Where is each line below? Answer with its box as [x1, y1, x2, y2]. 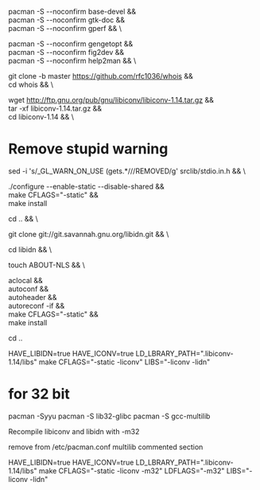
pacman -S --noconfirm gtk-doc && [8, 15, 126, 25]
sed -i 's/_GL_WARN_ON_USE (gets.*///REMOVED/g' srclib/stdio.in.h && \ [8, 166, 246, 176]
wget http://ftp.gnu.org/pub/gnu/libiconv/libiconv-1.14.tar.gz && [8, 95, 215, 104]
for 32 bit [8, 385, 70, 403]
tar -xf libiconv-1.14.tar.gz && [8, 103, 102, 113]
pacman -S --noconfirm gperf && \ [8, 24, 122, 33]
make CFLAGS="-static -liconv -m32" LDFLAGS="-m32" [38, 465, 225, 476]
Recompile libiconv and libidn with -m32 [8, 426, 140, 436]
